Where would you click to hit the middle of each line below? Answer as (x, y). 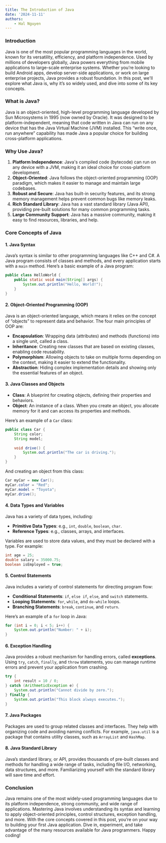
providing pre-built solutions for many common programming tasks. (81, 210)
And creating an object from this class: (45, 472)
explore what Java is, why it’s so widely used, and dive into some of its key (81, 83)
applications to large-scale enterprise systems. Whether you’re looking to (80, 67)
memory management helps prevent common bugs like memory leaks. (84, 199)
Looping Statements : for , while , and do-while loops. (66, 601)
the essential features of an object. (48, 372)
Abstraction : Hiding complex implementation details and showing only (84, 368)
